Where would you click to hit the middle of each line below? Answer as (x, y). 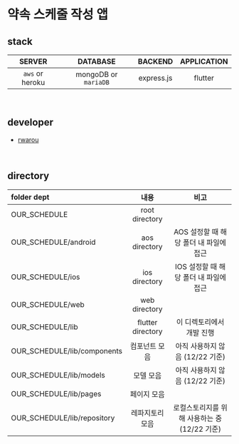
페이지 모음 (147, 394)
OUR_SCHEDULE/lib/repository (63, 418)
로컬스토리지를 (196, 408)
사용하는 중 (205, 418)
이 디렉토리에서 (201, 322)
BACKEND (155, 61)
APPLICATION (204, 61)
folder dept (30, 197)
